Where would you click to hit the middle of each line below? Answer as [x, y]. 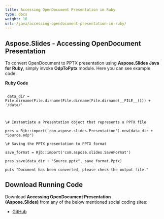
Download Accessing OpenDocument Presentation [58, 197]
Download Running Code [44, 185]
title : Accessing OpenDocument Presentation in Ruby [60, 10]
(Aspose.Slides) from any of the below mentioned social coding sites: [76, 202]
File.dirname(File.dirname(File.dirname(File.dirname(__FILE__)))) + [78, 101]
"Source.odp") [20, 135]
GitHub [19, 211]
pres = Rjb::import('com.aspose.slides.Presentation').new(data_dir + [79, 131]
